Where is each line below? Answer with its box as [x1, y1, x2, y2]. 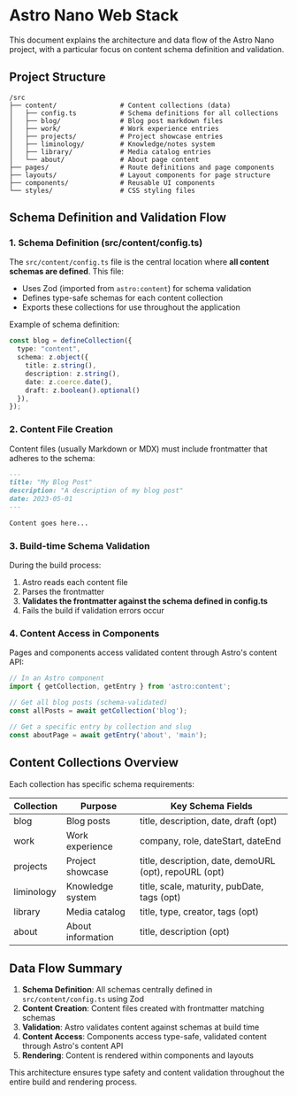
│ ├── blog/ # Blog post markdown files [9, 116, 224, 125]
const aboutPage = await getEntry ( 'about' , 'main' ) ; [9, 730, 208, 739]
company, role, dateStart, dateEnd [140, 834, 281, 846]
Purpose [80, 799, 118, 812]
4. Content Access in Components [9, 628, 160, 640]
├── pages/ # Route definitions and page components [9, 163, 275, 172]
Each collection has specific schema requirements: [9, 778, 194, 789]
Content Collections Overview [9, 755, 179, 770]
